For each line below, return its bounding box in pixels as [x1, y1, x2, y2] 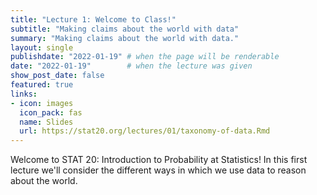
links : [10, 89, 38, 99]
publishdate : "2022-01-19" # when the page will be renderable [10, 52, 280, 62]
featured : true [10, 80, 74, 90]
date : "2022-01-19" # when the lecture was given [10, 61, 253, 71]
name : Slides [19, 117, 74, 127]
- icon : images [10, 98, 74, 108]
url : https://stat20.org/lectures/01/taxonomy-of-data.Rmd [19, 126, 271, 136]
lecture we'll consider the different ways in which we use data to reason [10, 164, 307, 176]
